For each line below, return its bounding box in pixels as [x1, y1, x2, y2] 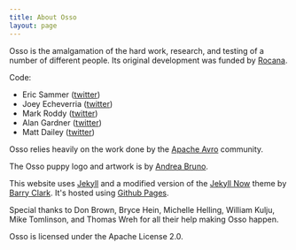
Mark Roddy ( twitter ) [21, 108, 98, 118]
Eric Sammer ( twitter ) [21, 89, 100, 100]
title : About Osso [9, 12, 77, 22]
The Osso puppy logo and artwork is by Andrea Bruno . [9, 161, 208, 171]
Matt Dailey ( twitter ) [21, 126, 96, 137]
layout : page [9, 21, 58, 30]
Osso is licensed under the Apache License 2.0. [9, 231, 183, 241]
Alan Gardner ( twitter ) [21, 117, 102, 128]
